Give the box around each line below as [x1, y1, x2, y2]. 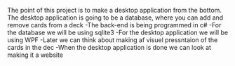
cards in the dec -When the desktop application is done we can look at [7, 44, 212, 51]
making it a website [7, 51, 64, 59]
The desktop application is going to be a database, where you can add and [7, 13, 224, 22]
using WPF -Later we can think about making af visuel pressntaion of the [7, 36, 218, 44]
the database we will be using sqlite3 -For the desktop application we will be [7, 28, 229, 37]
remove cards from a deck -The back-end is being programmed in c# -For [7, 21, 222, 29]
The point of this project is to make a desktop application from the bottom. [7, 6, 222, 14]
